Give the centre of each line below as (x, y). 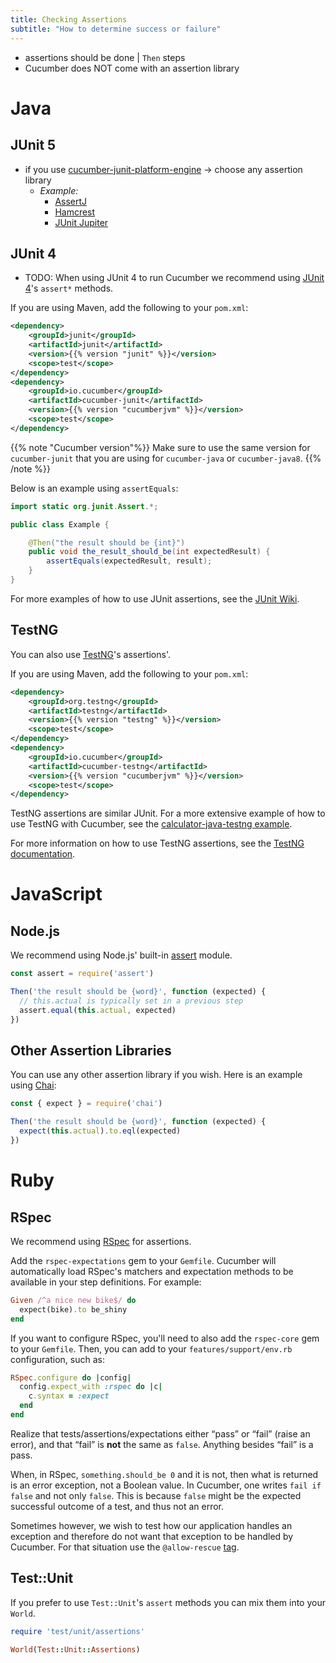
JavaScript (56, 894)
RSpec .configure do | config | (71, 1377)
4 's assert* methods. (69, 288)
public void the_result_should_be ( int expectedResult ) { (149, 552)
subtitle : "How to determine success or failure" (116, 29)
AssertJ (71, 201)
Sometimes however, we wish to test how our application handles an (151, 1525)
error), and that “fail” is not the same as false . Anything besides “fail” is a (162, 1444)
